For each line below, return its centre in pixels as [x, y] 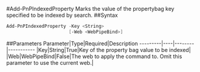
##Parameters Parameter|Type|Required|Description [72, 43]
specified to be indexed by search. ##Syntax [62, 15]
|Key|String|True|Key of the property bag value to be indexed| [113, 50]
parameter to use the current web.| [50, 62]
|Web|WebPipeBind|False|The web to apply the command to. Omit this [94, 56]
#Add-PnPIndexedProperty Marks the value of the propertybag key [90, 9]
